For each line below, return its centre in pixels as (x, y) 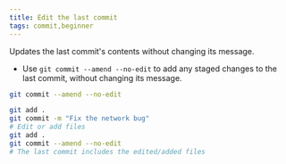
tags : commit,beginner (51, 26)
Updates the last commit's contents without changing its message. (132, 51)
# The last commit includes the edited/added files (107, 152)
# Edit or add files (48, 127)
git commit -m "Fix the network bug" (80, 119)
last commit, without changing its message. (102, 78)
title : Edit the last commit (63, 17)
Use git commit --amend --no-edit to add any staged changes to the (149, 69)
